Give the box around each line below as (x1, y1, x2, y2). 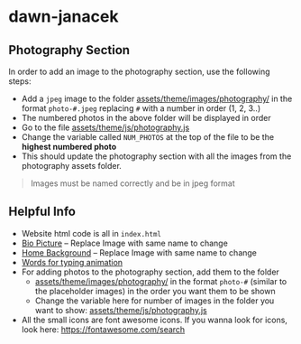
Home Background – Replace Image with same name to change (21, 246, 258, 258)
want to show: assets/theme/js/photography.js (34, 304, 208, 315)
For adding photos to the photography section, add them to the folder (21, 266, 280, 277)
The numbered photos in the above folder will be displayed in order (21, 113, 271, 123)
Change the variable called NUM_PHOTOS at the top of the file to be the (21, 132, 275, 142)
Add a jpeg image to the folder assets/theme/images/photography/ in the (21, 93, 293, 104)
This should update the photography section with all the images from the (21, 151, 292, 162)
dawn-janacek (8, 6, 119, 27)
